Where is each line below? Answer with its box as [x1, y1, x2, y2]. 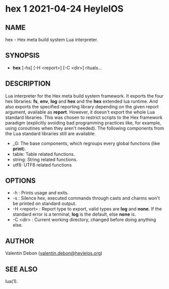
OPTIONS [5, 177, 36, 185]
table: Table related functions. [12, 151, 75, 157]
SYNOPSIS [5, 51, 40, 60]
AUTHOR [5, 236, 34, 245]
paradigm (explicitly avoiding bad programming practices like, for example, [5, 119, 161, 126]
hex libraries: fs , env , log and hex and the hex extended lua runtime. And [5, 98, 158, 104]
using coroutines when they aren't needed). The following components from [5, 125, 164, 131]
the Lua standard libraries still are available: [5, 130, 96, 137]
